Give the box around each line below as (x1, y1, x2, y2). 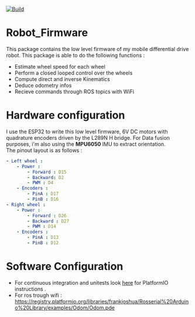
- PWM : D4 (27, 180, 54, 186)
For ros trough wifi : (14, 291, 63, 299)
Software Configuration (6, 260, 124, 273)
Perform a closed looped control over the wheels (14, 69, 133, 76)
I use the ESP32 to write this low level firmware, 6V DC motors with (6, 128, 168, 135)
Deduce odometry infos (14, 82, 72, 89)
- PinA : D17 (27, 191, 59, 197)
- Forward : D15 (27, 169, 67, 175)
